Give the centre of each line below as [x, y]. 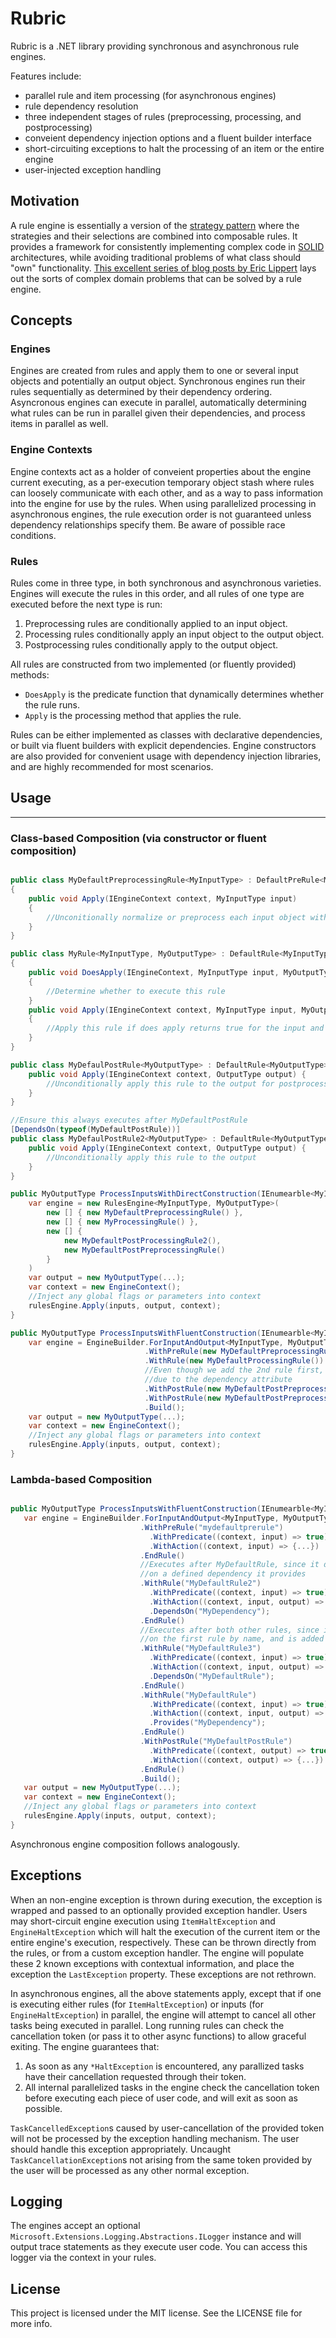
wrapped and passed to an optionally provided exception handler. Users [159, 1910]
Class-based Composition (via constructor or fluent [138, 838]
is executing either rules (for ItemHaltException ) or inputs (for [137, 2004]
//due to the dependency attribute [218, 1380]
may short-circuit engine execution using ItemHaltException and [143, 1921]
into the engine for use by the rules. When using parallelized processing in [163, 503]
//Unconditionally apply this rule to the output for [160, 1083]
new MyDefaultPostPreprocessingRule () [144, 1250]
